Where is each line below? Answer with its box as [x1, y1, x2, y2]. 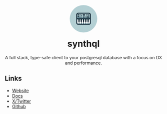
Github [11, 103, 26, 109]
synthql [67, 38, 100, 49]
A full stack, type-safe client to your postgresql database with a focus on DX [4, 54, 162, 60]
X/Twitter [11, 98, 31, 104]
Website [11, 87, 29, 94]
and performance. [64, 60, 102, 66]
